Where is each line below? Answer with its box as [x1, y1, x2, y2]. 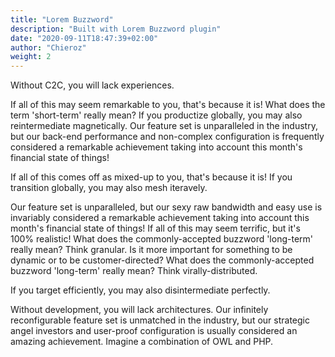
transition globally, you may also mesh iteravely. [10, 182, 208, 194]
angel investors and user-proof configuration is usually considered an [10, 325, 298, 337]
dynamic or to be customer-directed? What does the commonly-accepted [10, 254, 315, 266]
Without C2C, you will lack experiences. [10, 79, 175, 91]
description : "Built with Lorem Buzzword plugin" [10, 24, 222, 34]
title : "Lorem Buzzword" [10, 14, 114, 25]
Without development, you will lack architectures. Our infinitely [10, 304, 269, 316]
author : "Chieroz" [10, 42, 87, 53]
